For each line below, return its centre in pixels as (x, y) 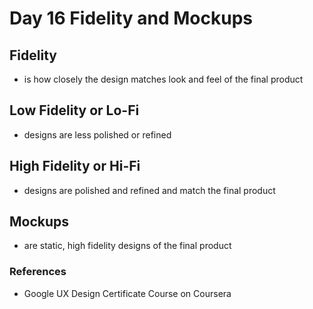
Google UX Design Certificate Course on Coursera (127, 293)
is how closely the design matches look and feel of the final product (163, 79)
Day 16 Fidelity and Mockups (131, 18)
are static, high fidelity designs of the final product (127, 246)
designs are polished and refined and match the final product (149, 190)
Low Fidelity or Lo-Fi (74, 110)
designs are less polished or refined (97, 134)
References (38, 272)
